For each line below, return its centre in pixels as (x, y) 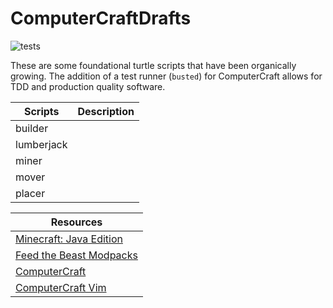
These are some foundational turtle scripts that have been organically (153, 65)
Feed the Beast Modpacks (76, 255)
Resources (76, 222)
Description (106, 111)
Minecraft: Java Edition (69, 239)
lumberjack (41, 144)
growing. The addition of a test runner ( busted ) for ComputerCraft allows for (166, 76)
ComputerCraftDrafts (101, 18)
